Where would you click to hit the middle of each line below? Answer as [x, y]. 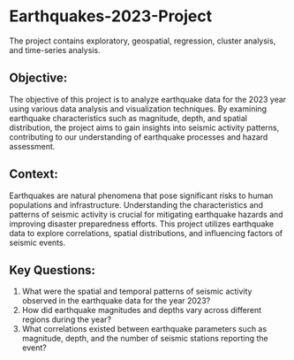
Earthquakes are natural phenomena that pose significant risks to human [141, 195]
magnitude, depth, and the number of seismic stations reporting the [145, 339]
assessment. [32, 146]
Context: [34, 174]
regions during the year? [67, 319]
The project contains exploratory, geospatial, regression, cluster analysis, [143, 41]
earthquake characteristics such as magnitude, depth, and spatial [128, 118]
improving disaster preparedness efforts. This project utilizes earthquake [142, 224]
